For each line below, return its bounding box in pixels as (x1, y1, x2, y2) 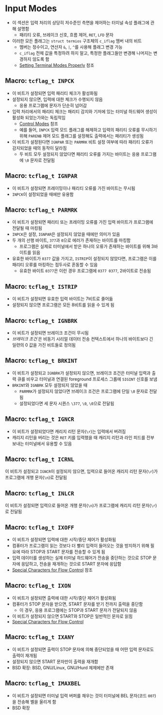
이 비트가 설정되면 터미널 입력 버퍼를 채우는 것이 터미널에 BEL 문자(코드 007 (12, 693, 155, 698)
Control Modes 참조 (19, 120, 58, 127)
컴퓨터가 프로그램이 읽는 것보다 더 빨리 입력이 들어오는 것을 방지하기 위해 (12, 543, 149, 548)
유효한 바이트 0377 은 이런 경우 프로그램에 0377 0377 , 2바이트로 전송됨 (19, 268, 151, 274)
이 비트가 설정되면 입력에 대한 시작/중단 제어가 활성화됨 (12, 537, 116, 543)
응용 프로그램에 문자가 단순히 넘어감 (19, 102, 87, 108)
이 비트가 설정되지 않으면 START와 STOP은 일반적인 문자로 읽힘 (12, 613, 133, 619)
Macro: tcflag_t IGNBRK (5, 316, 78, 324)
